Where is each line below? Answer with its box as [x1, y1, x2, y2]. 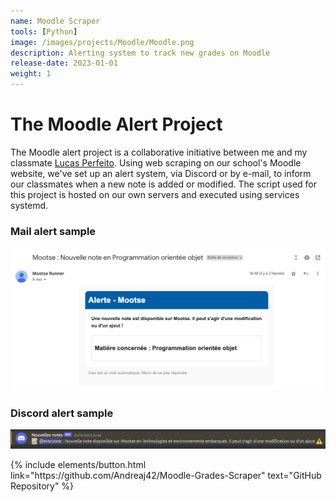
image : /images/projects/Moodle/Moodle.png [10, 37, 195, 47]
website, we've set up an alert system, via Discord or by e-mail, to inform [10, 167, 312, 179]
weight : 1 [10, 69, 52, 79]
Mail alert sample [10, 224, 97, 238]
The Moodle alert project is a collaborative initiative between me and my [10, 146, 308, 158]
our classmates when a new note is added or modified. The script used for [10, 178, 318, 190]
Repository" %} [10, 480, 75, 492]
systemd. [10, 199, 49, 211]
